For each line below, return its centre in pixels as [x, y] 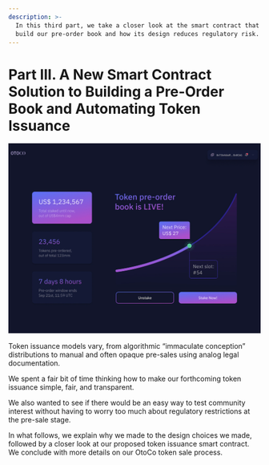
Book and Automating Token [105, 109]
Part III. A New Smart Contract [110, 74]
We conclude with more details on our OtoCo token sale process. [115, 452]
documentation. [34, 363]
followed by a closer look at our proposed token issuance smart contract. [129, 443]
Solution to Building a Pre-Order [116, 91]
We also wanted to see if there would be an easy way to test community [127, 402]
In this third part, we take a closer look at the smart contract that [138, 25]
